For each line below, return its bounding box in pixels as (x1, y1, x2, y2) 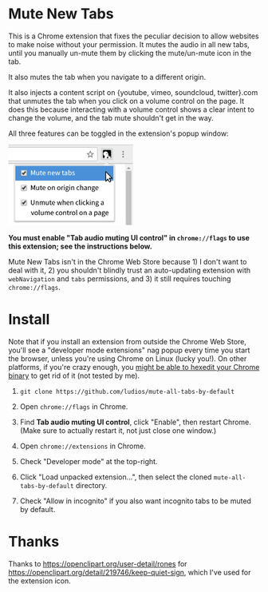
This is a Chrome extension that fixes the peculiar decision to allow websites (8, 31, 259, 41)
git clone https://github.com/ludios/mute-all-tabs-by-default (19, 387, 235, 395)
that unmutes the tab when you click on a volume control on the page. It (8, 96, 245, 105)
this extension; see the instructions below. (8, 241, 153, 251)
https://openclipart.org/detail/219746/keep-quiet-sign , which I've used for (8, 567, 251, 577)
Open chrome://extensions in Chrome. (19, 441, 146, 451)
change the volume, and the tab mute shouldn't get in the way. (8, 113, 214, 122)
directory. (75, 480, 108, 490)
